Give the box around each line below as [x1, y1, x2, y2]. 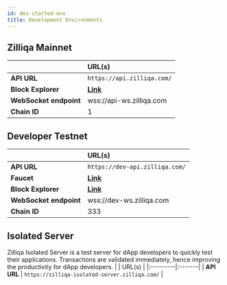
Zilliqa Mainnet [7, 42, 72, 53]
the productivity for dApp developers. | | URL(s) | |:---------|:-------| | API [7, 262, 216, 271]
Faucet [10, 173, 34, 183]
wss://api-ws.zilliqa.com [87, 96, 167, 106]
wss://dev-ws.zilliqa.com [87, 196, 169, 206]
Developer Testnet [7, 130, 88, 142]
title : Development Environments [7, 16, 103, 23]
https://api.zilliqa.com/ [87, 75, 172, 82]
